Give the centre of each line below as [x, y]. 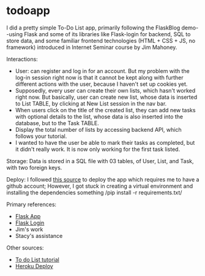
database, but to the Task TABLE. [57, 123]
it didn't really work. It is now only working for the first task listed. [98, 149]
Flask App [28, 216]
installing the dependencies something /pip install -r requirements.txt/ [94, 192]
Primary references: [32, 204]
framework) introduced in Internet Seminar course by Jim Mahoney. [92, 47]
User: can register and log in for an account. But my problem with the [102, 71]
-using [15, 34]
